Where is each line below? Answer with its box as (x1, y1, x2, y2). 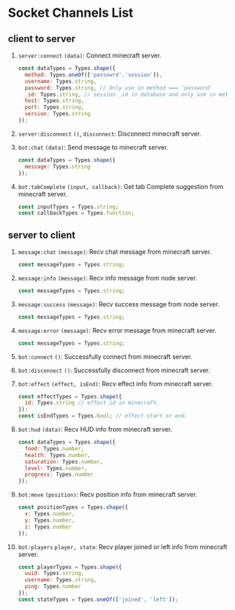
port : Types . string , (24, 104, 85, 111)
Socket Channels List (8, 5, 134, 21)
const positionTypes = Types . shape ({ (17, 504, 129, 511)
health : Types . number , (24, 451, 91, 459)
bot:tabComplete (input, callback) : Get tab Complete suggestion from (17, 182, 224, 190)
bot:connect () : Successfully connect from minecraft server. (17, 352, 193, 361)
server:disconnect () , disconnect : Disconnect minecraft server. (17, 129, 201, 138)
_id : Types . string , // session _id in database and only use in (24, 91, 216, 98)
